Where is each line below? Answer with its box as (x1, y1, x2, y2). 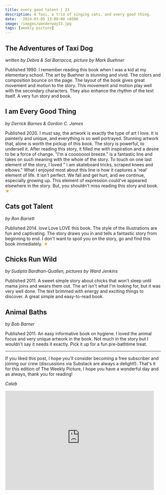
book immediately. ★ (5, 241, 48, 247)
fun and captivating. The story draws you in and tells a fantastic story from (5, 230, 157, 236)
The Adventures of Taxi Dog (5, 44, 93, 52)
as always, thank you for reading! (5, 371, 73, 377)
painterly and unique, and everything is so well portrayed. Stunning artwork (5, 135, 159, 141)
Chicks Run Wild (5, 255, 57, 263)
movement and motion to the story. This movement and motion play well (5, 82, 152, 88)
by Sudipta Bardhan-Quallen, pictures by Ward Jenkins (5, 268, 118, 274)
